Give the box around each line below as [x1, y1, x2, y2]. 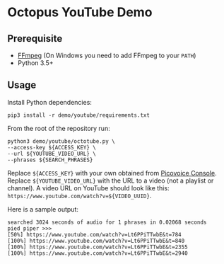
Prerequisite [7, 33, 63, 45]
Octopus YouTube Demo [7, 4, 153, 21]
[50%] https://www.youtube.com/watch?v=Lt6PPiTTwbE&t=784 [7, 231, 182, 238]
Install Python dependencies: [7, 98, 92, 106]
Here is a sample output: [7, 205, 79, 213]
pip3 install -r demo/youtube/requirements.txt [7, 111, 151, 119]
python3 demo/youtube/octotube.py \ [7, 137, 115, 145]
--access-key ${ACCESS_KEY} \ [7, 144, 97, 151]
